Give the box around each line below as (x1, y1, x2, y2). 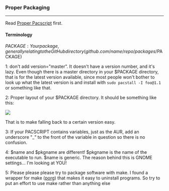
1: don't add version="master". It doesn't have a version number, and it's (5, 63, 155, 69)
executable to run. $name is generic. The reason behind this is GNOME (5, 154, 152, 160)
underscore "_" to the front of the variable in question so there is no (5, 134, 145, 140)
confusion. (5, 139, 28, 145)
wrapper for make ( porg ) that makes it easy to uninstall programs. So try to (5, 175, 160, 181)
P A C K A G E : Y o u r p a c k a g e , (5, 43, 59, 49)
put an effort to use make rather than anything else (5, 180, 111, 186)
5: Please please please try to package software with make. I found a (5, 169, 148, 175)
